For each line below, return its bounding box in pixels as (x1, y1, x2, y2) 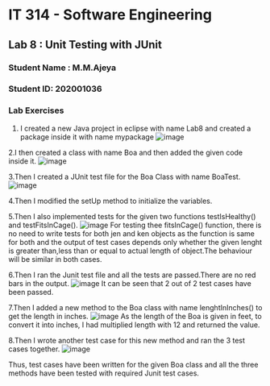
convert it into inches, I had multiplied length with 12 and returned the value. (8, 320, 260, 330)
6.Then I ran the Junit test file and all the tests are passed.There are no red (8, 270, 256, 280)
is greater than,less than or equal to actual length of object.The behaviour (8, 246, 252, 255)
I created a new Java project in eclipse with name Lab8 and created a (19, 123, 251, 133)
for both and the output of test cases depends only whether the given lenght (8, 237, 263, 247)
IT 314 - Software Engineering (8, 6, 212, 24)
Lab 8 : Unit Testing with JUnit (8, 38, 163, 52)
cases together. (8, 344, 60, 354)
